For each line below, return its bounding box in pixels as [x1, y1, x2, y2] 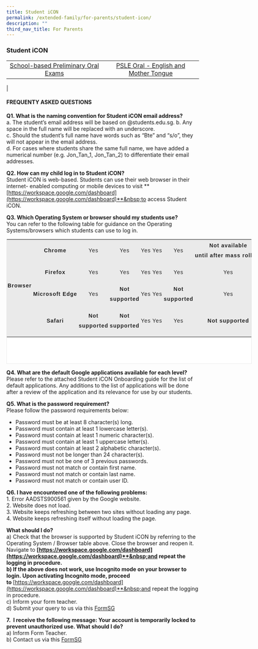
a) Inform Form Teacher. [6, 629, 67, 636]
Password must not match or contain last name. [15, 470, 136, 477]
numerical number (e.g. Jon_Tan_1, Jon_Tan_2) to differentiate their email [6, 151, 190, 158]
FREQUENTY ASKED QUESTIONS [6, 98, 92, 106]
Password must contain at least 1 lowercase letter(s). [15, 425, 149, 432]
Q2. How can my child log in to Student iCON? [6, 169, 125, 177]
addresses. [6, 157, 35, 165]
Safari [46, 317, 64, 324]
